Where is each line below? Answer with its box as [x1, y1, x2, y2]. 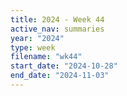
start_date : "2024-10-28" [10, 61, 118, 71]
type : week [10, 42, 56, 53]
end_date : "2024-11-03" [10, 71, 110, 81]
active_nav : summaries [10, 24, 105, 34]
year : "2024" [10, 33, 65, 43]
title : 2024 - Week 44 [10, 14, 105, 25]
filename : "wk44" [10, 52, 83, 62]
